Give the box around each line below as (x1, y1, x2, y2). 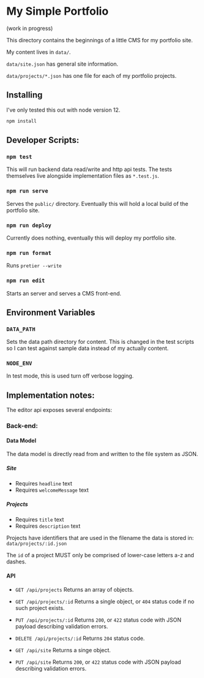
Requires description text (15, 522, 81, 530)
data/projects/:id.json (6, 541, 67, 547)
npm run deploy (6, 222, 52, 229)
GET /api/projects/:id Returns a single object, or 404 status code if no (15, 598, 195, 605)
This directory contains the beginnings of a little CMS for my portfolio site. (6, 36, 193, 44)
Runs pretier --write (6, 262, 62, 269)
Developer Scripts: (6, 135, 80, 145)
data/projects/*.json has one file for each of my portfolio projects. (6, 72, 176, 79)
